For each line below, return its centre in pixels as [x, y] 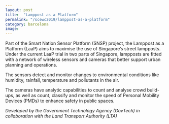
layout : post [19, 10]
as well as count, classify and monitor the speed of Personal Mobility [87, 96]
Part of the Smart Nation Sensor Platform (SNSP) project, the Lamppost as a [85, 43]
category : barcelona [27, 24]
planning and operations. [31, 65]
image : [12, 29]
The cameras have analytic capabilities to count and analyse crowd [76, 90]
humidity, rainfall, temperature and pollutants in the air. [62, 80]
